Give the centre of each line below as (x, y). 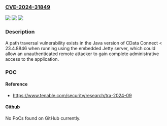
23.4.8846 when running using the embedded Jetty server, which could (80, 48)
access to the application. (32, 59)
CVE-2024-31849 (28, 7)
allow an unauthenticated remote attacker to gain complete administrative (82, 54)
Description (20, 32)
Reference (16, 84)
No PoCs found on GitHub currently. (43, 118)
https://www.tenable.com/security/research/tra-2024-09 (72, 95)
